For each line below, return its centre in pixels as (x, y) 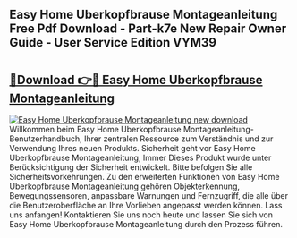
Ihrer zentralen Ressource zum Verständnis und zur (178, 139)
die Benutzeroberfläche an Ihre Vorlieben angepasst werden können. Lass (146, 205)
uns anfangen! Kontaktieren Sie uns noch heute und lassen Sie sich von (141, 215)
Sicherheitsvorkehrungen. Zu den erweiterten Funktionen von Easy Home (144, 177)
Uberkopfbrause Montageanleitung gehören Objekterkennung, (124, 186)
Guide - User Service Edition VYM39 (113, 42)
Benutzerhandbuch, (46, 139)
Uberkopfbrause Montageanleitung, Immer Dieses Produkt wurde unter (140, 157)
